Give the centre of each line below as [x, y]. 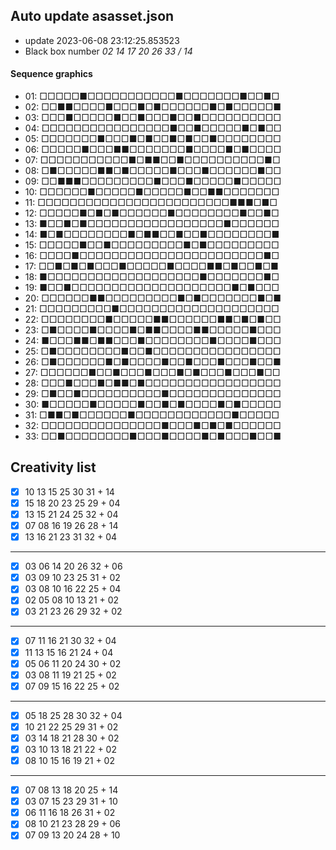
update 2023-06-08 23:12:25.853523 [102, 40]
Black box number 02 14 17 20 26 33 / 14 [108, 51]
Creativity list [53, 467]
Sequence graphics [51, 74]
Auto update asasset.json [92, 16]
